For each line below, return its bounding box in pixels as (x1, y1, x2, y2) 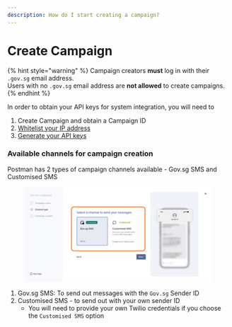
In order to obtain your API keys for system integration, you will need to (7, 103, 214, 111)
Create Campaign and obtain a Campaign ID (17, 116, 146, 125)
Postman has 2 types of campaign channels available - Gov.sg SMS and (7, 165, 217, 173)
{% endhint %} (7, 88, 51, 97)
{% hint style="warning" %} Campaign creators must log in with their (7, 66, 210, 74)
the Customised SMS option (28, 311, 105, 320)
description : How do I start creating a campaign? (7, 11, 160, 18)
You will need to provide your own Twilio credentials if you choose (28, 304, 221, 313)
